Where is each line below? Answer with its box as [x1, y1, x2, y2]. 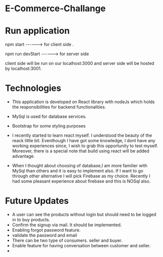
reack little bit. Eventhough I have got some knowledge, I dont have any [12, 138, 156, 144]
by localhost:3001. [5, 65, 42, 71]
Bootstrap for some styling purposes [12, 123, 86, 129]
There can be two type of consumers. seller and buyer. [12, 237, 123, 243]
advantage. [12, 153, 35, 159]
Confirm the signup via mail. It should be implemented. [12, 222, 122, 228]
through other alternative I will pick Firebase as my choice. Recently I [12, 173, 151, 179]
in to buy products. [12, 217, 50, 222]
